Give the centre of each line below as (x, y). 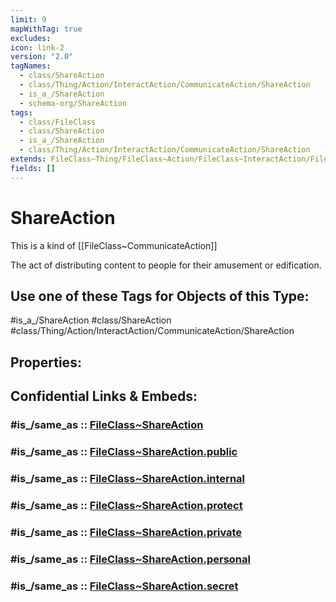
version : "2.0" (42, 57)
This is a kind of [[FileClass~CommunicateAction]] (114, 245)
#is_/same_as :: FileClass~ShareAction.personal (130, 559)
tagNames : (31, 66)
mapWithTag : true (46, 29)
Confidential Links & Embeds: (104, 396)
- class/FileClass (58, 122)
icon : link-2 (37, 47)
